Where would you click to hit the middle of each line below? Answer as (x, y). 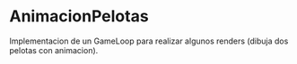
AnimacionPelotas (79, 16)
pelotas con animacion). (54, 50)
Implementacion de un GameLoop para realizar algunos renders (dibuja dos (149, 41)
